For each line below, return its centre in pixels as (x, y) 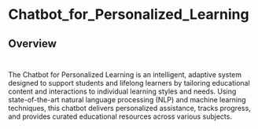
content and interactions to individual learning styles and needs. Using (122, 91)
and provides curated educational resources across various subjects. (120, 116)
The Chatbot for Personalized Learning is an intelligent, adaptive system (125, 75)
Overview (33, 44)
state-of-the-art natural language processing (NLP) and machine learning (127, 100)
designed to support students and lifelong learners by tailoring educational (129, 83)
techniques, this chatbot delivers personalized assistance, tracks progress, (130, 108)
